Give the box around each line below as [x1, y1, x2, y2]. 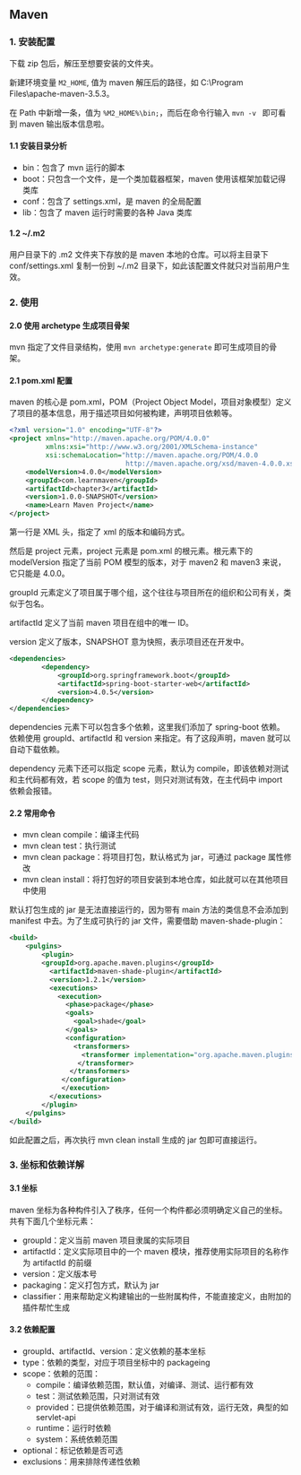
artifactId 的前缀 [32, 1257, 92, 1268]
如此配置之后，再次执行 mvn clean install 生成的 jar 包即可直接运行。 [9, 1134, 262, 1145]
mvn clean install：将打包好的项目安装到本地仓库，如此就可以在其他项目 [21, 874, 289, 885]
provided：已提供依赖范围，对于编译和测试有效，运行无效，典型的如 [35, 1401, 288, 1412]
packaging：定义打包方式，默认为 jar [21, 1280, 159, 1290]
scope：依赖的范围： [21, 1367, 101, 1379]
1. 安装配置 [9, 36, 56, 48]
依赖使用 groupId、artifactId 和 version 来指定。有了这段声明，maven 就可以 [9, 733, 291, 743]
